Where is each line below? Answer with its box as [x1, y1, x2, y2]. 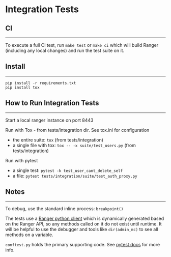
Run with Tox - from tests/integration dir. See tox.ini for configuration [5, 127, 150, 133]
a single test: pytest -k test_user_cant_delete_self [12, 167, 123, 174]
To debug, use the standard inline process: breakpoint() [5, 206, 124, 212]
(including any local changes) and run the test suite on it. [5, 47, 125, 53]
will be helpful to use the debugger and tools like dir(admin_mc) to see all [5, 226, 158, 233]
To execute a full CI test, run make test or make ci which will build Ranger [5, 42, 159, 48]
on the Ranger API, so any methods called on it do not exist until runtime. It [5, 221, 162, 227]
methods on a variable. [5, 232, 53, 238]
